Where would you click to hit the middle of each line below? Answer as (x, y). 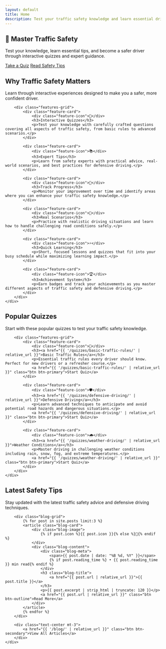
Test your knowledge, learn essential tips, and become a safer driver (75, 51)
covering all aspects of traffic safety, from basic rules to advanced (80, 129)
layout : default (22, 10)
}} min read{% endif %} (30, 564)
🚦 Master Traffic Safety (41, 39)
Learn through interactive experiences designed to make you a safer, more (81, 93)
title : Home (17, 14)
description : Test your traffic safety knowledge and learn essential (79, 19)
